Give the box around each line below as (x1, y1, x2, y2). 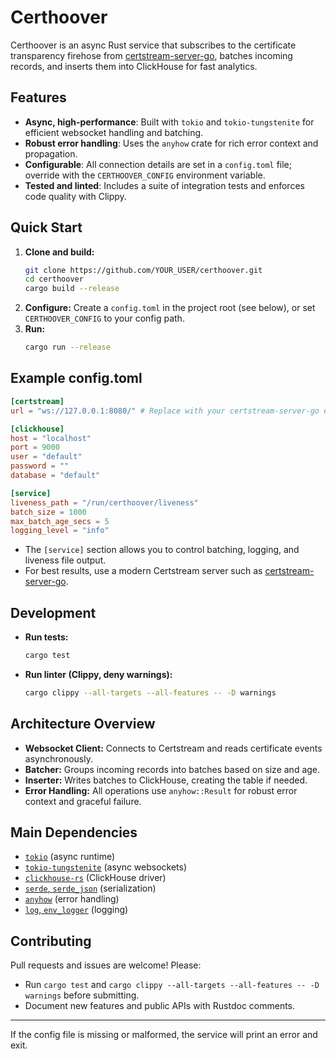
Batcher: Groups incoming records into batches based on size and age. (24, 763, 321, 775)
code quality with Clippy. (24, 190, 127, 202)
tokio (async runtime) (24, 851, 116, 863)
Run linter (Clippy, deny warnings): (24, 668, 173, 680)
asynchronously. (24, 752, 93, 765)
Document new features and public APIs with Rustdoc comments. (24, 1000, 296, 1012)
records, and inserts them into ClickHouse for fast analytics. (10, 60, 258, 72)
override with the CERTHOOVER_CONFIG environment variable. (24, 169, 266, 181)
